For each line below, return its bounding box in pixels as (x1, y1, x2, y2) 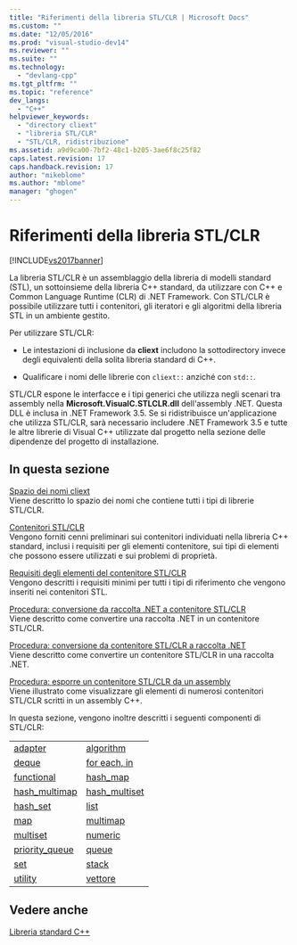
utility (13, 872, 37, 884)
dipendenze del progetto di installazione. (9, 436, 159, 447)
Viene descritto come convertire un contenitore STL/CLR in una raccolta (9, 649, 275, 660)
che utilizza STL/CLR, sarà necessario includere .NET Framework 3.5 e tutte (9, 416, 288, 428)
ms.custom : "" (9, 21, 62, 30)
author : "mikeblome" (9, 170, 87, 179)
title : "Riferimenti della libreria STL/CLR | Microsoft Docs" (9, 12, 250, 22)
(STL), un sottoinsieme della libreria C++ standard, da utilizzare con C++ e (9, 282, 283, 292)
